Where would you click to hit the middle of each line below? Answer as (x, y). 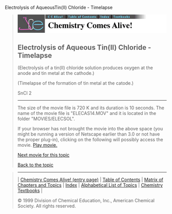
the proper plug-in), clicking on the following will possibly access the (90, 140)
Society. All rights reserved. (47, 206)
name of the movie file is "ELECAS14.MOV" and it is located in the (87, 113)
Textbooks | (30, 191)
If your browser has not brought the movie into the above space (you (90, 129)
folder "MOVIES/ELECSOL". (46, 119)
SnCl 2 (24, 93)
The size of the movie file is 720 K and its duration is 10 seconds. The (91, 108)
